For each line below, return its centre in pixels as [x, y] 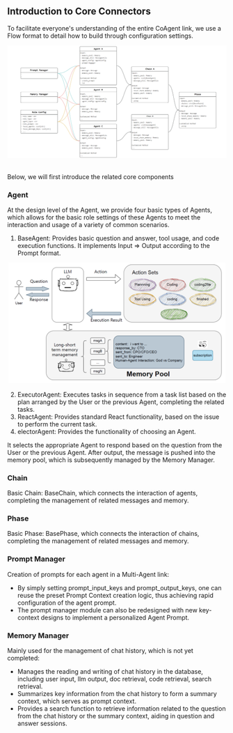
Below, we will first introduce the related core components [90, 177]
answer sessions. [42, 723]
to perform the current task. [57, 424]
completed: [23, 658]
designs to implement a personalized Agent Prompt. [115, 617]
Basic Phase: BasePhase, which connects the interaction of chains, [103, 534]
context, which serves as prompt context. [77, 701]
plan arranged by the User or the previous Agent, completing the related [121, 402]
